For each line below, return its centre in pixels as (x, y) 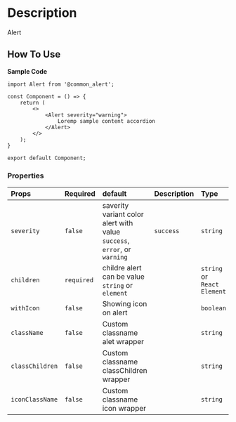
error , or (117, 249)
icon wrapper (124, 409)
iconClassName (34, 400)
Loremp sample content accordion (106, 121)
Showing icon (125, 304)
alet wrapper (123, 342)
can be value (124, 277)
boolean (214, 308)
